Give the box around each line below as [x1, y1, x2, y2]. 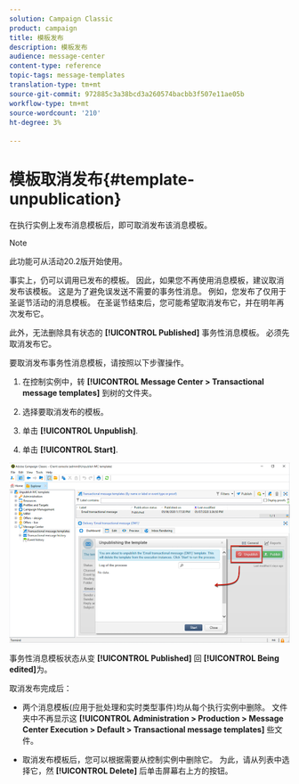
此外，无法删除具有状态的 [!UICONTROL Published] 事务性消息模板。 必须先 [9, 327, 290, 338]
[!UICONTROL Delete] [55, 765, 138, 776]
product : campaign [9, 23, 77, 33]
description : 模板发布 [9, 43, 88, 52]
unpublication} [9, 189, 122, 210]
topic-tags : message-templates [9, 71, 125, 80]
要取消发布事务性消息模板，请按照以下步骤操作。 [9, 358, 189, 368]
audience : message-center [9, 52, 105, 62]
